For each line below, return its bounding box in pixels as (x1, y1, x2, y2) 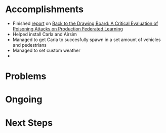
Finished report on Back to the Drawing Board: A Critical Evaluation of (12, 20, 158, 26)
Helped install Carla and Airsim (12, 31, 77, 37)
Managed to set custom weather (12, 47, 80, 53)
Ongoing (5, 94, 43, 105)
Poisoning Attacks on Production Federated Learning (12, 25, 123, 31)
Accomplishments (5, 4, 84, 15)
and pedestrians (12, 42, 47, 48)
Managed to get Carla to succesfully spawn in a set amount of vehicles (12, 37, 161, 43)
